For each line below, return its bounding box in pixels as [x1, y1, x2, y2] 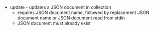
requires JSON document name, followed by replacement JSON [17, 9, 149, 15]
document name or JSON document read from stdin [17, 15, 125, 20]
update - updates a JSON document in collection [10, 4, 111, 10]
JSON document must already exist [17, 20, 91, 26]
